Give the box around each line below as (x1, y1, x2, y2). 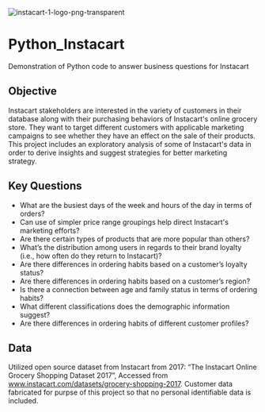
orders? (19, 209, 45, 218)
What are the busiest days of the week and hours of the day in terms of (19, 200, 252, 210)
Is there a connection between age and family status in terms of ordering (19, 284, 258, 294)
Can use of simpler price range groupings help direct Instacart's (19, 217, 229, 226)
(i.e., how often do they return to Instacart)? (19, 251, 162, 260)
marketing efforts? (19, 225, 81, 235)
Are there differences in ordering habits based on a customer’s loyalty (19, 259, 248, 269)
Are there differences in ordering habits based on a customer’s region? (19, 276, 251, 286)
